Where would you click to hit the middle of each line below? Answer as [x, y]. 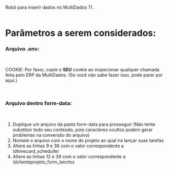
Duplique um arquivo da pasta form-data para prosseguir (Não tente [84, 124]
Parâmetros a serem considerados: [81, 33]
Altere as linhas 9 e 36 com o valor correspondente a [68, 146]
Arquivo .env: [22, 49]
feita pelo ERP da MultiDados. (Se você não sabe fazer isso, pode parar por [84, 75]
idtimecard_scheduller [36, 151]
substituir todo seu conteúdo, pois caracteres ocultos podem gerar [83, 130]
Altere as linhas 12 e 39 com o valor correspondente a [69, 156]
